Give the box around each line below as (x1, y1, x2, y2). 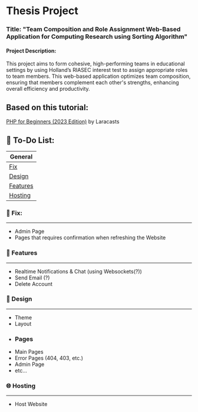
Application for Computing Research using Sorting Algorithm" (6, 32, 188, 41)
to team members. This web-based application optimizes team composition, (6, 72, 191, 80)
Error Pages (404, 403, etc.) (14, 355, 84, 362)
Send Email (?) (14, 274, 50, 281)
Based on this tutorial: (6, 102, 89, 113)
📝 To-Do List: (6, 135, 55, 145)
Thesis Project (6, 4, 78, 18)
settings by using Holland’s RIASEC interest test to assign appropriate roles (6, 67, 188, 74)
